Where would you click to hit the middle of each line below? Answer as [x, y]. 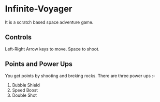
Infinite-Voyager [39, 9]
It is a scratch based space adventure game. [49, 22]
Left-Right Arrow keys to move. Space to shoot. [52, 49]
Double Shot [24, 95]
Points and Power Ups [39, 64]
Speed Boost [25, 90]
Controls [18, 37]
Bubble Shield [26, 85]
